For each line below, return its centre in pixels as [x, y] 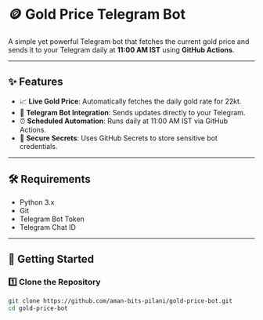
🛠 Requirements [50, 179]
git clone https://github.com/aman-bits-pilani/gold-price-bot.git [121, 301]
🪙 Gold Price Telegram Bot [97, 15]
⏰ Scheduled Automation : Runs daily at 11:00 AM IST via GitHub [124, 121]
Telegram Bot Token [52, 219]
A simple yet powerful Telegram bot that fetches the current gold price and [129, 41]
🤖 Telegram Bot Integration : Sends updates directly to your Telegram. [132, 112]
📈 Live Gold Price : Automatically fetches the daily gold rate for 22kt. [130, 101]
